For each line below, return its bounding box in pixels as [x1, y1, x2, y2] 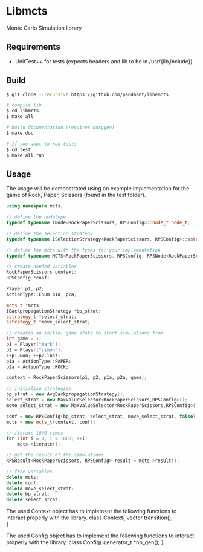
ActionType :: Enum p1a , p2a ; [6, 291, 77, 297]
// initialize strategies [6, 386, 71, 392]
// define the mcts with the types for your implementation [6, 247, 161, 253]
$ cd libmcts [6, 108, 39, 114]
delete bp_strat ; [6, 491, 50, 497]
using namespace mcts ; [6, 203, 63, 209]
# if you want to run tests [6, 141, 77, 147]
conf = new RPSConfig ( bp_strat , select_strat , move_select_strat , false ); [6, 413, 199, 420]
